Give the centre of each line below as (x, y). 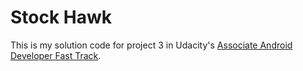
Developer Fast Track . (56, 55)
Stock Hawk (61, 17)
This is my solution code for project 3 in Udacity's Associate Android (151, 45)
